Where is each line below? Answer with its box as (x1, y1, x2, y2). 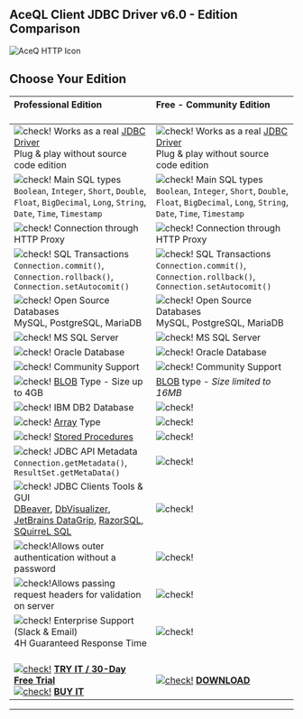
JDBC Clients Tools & (53, 480, 144, 493)
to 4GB (14, 386, 43, 399)
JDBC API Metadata (53, 445, 138, 457)
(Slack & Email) (14, 625, 78, 638)
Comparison (9, 22, 81, 37)
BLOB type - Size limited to (156, 374, 271, 387)
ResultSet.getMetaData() (14, 467, 121, 477)
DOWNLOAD (195, 674, 251, 687)
